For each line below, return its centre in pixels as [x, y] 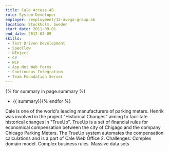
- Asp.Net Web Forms [30, 67]
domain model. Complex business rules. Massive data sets [67, 143]
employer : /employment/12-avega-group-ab [50, 19]
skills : [14, 39]
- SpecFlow [19, 48]
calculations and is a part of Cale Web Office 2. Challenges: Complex [78, 138]
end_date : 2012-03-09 [29, 34]
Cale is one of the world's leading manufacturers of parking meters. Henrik [85, 111]
